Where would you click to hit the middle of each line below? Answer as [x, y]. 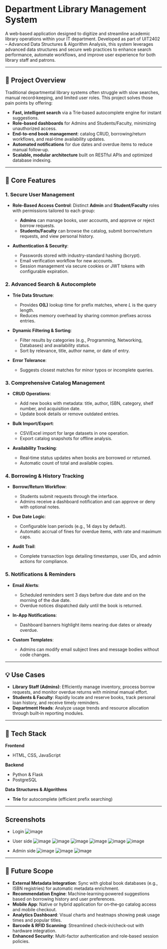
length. [27, 310]
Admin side [24, 851]
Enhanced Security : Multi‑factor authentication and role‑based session [85, 936]
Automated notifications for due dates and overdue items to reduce [82, 144]
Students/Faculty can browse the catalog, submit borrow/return [86, 231]
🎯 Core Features [31, 180]
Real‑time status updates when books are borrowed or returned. [85, 458]
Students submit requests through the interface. [69, 496]
